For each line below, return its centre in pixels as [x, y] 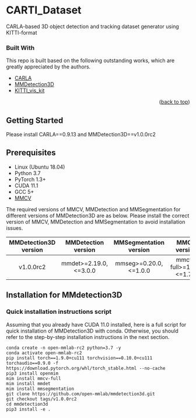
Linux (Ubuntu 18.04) [40, 167]
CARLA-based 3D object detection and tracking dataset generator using [92, 26]
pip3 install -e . [28, 409]
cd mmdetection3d [27, 404]
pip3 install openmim [32, 373]
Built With [20, 47]
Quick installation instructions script [59, 312]
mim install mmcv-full [34, 378]
